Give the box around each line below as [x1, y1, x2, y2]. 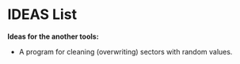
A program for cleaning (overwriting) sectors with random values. [18, 47, 233, 56]
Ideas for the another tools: [7, 32, 100, 41]
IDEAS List [7, 6, 77, 24]
